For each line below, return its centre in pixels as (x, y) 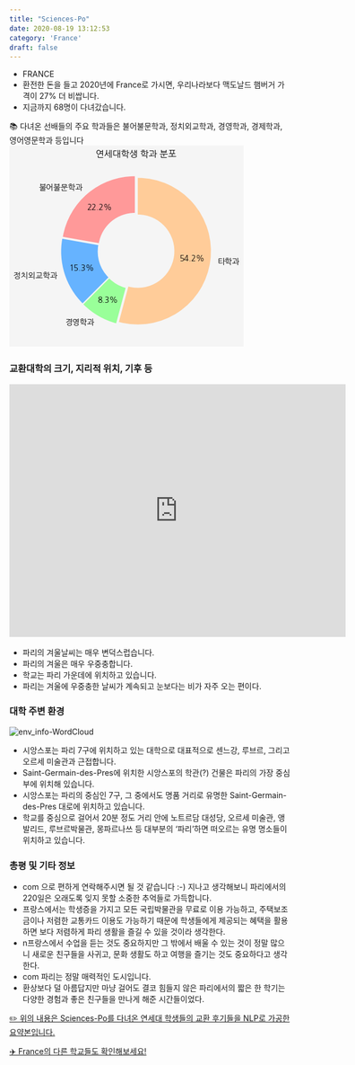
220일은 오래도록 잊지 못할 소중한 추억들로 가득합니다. (117, 898)
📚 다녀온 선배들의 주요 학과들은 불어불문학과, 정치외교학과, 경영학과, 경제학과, (146, 127)
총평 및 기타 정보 (42, 865)
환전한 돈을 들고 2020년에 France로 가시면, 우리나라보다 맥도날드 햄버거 (149, 84)
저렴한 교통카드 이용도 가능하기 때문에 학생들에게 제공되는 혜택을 (159, 920)
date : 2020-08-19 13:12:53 (60, 28)
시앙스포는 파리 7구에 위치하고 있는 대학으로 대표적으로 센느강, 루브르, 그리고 (156, 750)
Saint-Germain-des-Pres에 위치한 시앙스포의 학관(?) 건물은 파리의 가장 (148, 772)
